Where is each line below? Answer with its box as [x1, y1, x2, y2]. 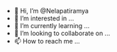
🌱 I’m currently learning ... [13, 22, 90, 30]
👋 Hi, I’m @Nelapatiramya [13, 7, 89, 15]
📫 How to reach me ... [13, 37, 80, 45]
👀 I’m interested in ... [13, 14, 74, 22]
